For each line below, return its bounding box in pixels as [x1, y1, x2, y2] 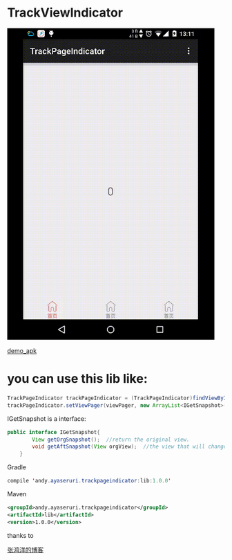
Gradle [7, 463, 26, 471]
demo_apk [7, 346, 37, 354]
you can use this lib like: [7, 371, 148, 387]
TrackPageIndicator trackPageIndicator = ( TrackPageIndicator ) [7, 395, 193, 401]
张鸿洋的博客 [7, 545, 43, 554]
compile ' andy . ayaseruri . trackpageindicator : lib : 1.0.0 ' [7, 478, 171, 485]
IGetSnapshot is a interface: [7, 414, 86, 423]
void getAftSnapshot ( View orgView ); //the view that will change [32, 443, 227, 451]
